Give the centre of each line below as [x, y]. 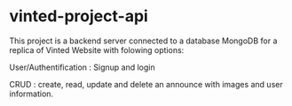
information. [32, 94]
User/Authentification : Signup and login [82, 67]
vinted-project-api [79, 16]
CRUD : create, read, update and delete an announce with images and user [146, 84]
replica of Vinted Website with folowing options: [97, 49]
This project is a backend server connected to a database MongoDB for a [143, 41]
